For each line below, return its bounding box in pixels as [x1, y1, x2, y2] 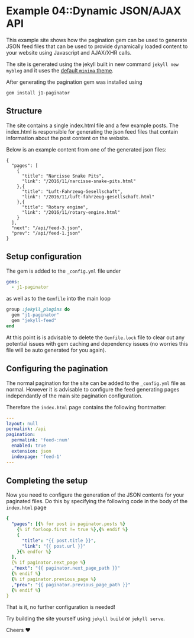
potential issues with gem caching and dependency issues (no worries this [6, 340, 188, 347]
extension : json [11, 448, 51, 454]
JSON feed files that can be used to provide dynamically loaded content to [6, 43, 188, 50]
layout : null [6, 421, 38, 427]
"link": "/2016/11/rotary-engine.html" [21, 209, 120, 215]
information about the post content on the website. [6, 134, 130, 141]
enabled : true [11, 443, 46, 449]
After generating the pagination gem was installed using [6, 78, 143, 86]
